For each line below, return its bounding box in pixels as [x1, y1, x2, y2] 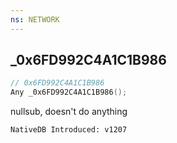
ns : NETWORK [10, 14, 60, 25]
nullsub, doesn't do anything [10, 106, 128, 118]
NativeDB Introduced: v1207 [10, 125, 128, 135]
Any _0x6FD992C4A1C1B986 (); [10, 87, 128, 98]
